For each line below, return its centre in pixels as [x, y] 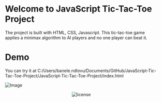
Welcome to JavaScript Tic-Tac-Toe [79, 9]
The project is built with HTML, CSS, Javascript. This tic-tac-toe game [75, 32]
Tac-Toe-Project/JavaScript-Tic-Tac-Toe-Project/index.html [65, 75]
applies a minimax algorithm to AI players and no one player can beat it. [76, 38]
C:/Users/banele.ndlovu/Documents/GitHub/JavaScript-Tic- [97, 71]
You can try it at [21, 71]
